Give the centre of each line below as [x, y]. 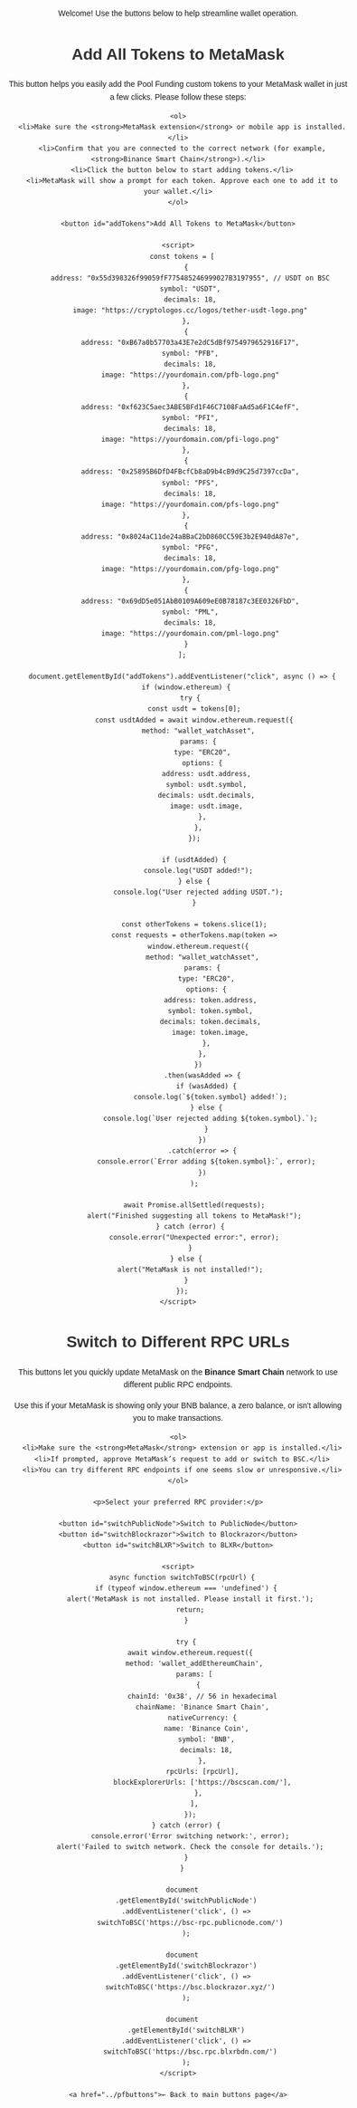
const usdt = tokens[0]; [194, 709]
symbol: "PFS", [190, 483]
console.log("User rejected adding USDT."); [198, 892]
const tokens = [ [182, 256]
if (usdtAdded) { [194, 860]
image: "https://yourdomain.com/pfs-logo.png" [190, 504]
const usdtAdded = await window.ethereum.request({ [195, 720]
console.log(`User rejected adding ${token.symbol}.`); [210, 1119]
